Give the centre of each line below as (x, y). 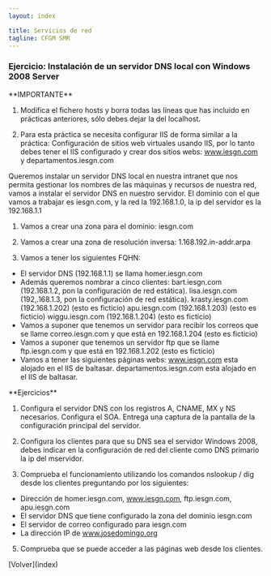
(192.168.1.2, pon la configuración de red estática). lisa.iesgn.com (129, 290)
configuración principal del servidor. (80, 425)
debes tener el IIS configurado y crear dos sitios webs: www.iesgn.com (139, 152)
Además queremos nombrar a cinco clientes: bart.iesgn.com (121, 282)
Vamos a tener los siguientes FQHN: (80, 257)
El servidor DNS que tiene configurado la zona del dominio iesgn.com (136, 515)
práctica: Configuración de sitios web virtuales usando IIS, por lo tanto (137, 143)
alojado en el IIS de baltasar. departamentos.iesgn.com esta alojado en (138, 368)
